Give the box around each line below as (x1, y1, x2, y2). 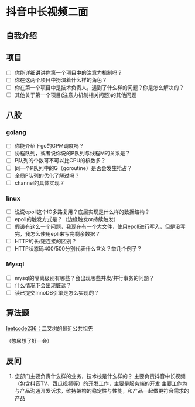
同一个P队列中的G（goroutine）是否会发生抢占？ (14, 164, 133, 171)
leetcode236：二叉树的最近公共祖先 (6, 325, 94, 332)
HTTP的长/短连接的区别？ (14, 238, 77, 245)
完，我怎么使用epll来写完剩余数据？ (14, 231, 101, 238)
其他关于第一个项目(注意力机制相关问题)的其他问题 (14, 91, 136, 98)
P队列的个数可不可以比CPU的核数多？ (14, 157, 107, 164)
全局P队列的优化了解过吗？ (14, 172, 80, 179)
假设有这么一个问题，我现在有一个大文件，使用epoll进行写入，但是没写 (14, 223, 186, 230)
